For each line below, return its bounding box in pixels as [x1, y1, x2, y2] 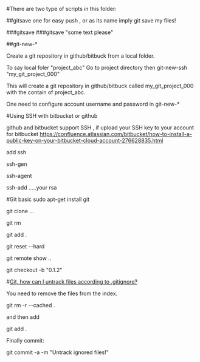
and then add [6, 313, 40, 321]
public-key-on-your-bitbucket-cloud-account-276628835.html [6, 137, 164, 144]
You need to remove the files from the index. [6, 290, 118, 297]
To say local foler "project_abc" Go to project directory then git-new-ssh [6, 64, 187, 71]
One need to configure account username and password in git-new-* [6, 100, 180, 108]
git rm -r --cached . [6, 302, 55, 309]
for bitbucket [6, 131, 38, 137]
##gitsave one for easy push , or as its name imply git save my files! [6, 17, 176, 24]
